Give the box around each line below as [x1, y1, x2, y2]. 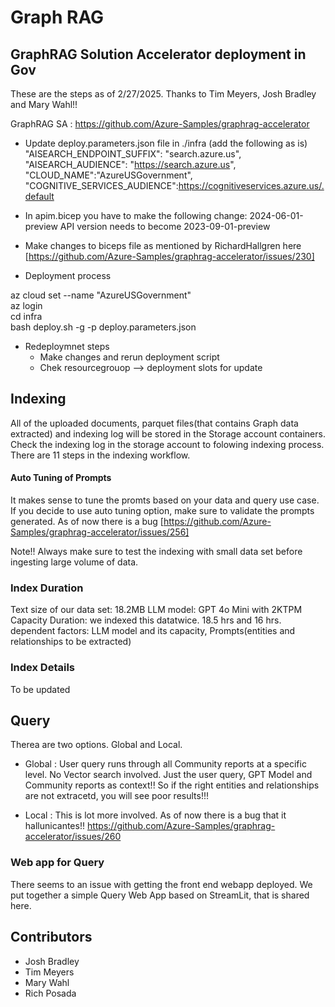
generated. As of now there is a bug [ [10, 516, 164, 528]
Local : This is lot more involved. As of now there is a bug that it [24, 809, 287, 821]
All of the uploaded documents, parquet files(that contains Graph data [10, 417, 299, 429]
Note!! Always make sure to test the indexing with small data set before [10, 546, 303, 558]
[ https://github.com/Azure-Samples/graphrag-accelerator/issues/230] [24, 251, 315, 262]
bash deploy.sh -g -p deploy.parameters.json [10, 321, 197, 333]
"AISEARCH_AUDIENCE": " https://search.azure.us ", [24, 159, 237, 170]
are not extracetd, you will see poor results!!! [24, 790, 209, 802]
